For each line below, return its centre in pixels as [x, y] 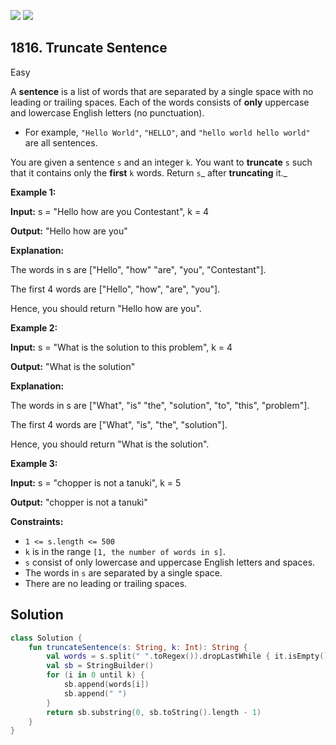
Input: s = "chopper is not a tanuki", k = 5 [96, 482]
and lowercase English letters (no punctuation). [107, 112]
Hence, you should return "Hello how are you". [106, 308]
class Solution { [46, 638]
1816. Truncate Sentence [89, 48]
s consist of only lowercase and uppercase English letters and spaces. [170, 562]
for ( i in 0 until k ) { [95, 675]
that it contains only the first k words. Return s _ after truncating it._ [149, 172]
